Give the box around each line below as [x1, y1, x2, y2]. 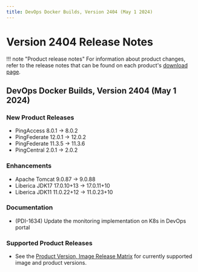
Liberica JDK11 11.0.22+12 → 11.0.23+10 [15, 188, 113, 195]
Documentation [6, 203, 53, 212]
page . [6, 68, 21, 75]
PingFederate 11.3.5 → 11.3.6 [15, 140, 85, 148]
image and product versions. [15, 259, 87, 267]
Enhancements [6, 161, 52, 170]
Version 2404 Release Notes [6, 35, 153, 49]
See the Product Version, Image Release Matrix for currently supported [15, 253, 193, 260]
